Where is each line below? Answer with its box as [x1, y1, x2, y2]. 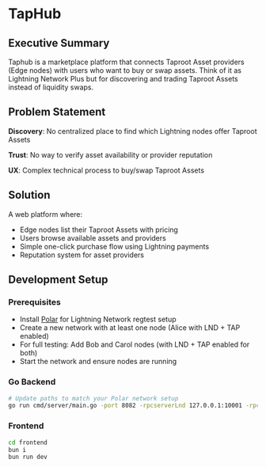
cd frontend [8, 439, 47, 446]
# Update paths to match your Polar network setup [8, 394, 179, 402]
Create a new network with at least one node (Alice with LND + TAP [19, 323, 241, 332]
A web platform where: [8, 209, 83, 218]
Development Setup [8, 273, 108, 287]
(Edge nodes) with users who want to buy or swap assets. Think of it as [8, 66, 241, 75]
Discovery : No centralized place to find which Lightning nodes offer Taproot [8, 126, 257, 135]
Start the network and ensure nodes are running [19, 357, 177, 366]
